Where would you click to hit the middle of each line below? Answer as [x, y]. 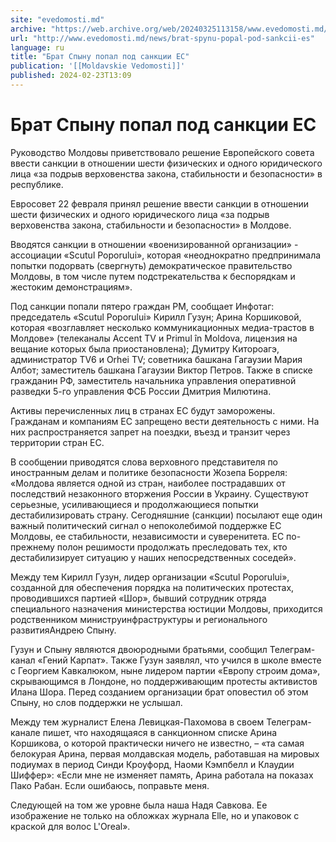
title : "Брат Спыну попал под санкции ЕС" [100, 57]
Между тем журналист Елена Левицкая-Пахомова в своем [137, 722]
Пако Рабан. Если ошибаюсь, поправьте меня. [110, 785]
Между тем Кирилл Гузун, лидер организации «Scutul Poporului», [150, 577]
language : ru [37, 47]
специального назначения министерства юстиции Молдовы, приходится [166, 608]
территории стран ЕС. [57, 442]
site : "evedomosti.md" [57, 19]
